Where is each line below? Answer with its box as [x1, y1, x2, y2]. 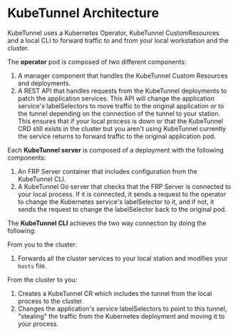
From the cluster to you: [7, 275, 78, 284]
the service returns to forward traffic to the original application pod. [17, 132, 216, 140]
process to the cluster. [17, 297, 84, 305]
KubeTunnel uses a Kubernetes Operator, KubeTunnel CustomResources [7, 29, 219, 37]
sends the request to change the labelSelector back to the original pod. [17, 205, 227, 213]
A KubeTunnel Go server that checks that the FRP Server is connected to [17, 182, 232, 190]
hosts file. [17, 262, 47, 270]
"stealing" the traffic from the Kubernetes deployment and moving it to [17, 311, 225, 320]
